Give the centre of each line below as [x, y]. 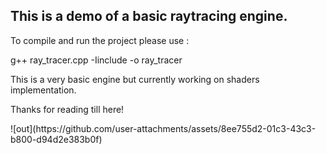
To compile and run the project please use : [100, 40]
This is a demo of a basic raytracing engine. [149, 16]
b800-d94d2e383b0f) [56, 139]
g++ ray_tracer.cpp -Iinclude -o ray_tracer [96, 60]
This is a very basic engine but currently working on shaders [135, 79]
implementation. [43, 90]
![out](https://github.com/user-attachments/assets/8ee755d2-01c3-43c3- [163, 128]
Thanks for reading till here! [67, 109]
